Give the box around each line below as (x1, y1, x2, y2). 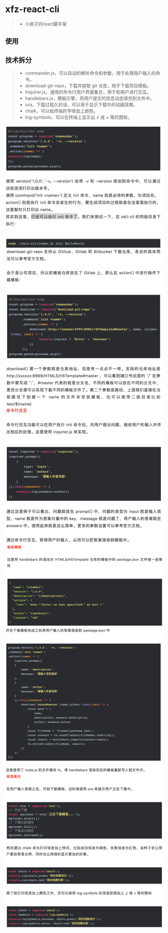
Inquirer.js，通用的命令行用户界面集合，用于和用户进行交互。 (25, 89, 152, 95)
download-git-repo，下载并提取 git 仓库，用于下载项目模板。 (25, 83, 152, 89)
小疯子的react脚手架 (25, 21, 67, 27)
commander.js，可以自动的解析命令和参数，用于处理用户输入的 (25, 70, 156, 76)
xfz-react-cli (5, 4, 59, 15)
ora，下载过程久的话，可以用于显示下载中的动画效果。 (25, 102, 138, 108)
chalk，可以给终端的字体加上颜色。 (25, 108, 98, 114)
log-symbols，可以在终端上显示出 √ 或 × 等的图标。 (25, 114, 132, 121)
